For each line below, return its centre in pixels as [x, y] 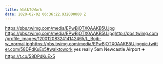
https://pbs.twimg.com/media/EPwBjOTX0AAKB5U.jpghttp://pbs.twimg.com [81, 33]
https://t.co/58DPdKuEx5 [30, 56]
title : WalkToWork [24, 10]
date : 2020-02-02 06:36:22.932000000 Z [46, 14]
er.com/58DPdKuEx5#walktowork [39, 49]
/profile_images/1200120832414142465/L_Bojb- [53, 38]
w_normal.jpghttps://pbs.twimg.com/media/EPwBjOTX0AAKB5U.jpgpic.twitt [81, 43]
